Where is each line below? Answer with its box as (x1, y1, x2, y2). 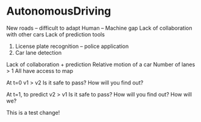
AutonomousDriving (6, 4, 111, 18)
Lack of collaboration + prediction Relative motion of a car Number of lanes (6, 61, 196, 68)
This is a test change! (6, 109, 60, 116)
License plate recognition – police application (15, 42, 129, 50)
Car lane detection (15, 49, 62, 56)
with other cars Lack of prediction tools (6, 30, 105, 38)
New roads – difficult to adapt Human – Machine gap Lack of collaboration (6, 24, 192, 32)
